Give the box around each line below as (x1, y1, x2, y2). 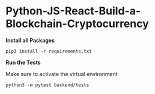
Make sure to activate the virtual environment (5, 70, 118, 77)
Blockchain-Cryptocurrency (5, 17, 150, 31)
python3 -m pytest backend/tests (5, 82, 90, 88)
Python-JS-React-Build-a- (5, 4, 141, 18)
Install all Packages (5, 37, 55, 44)
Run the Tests (5, 59, 41, 66)
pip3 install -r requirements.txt (5, 48, 93, 54)
